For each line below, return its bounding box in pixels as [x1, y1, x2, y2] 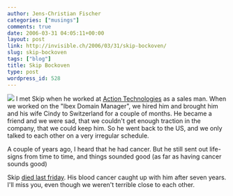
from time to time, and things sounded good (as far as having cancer [24, 152, 222, 161]
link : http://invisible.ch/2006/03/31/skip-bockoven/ [7, 42, 167, 49]
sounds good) [7, 160, 47, 168]
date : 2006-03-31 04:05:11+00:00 [7, 29, 105, 37]
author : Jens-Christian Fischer [7, 10, 101, 17]
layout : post [7, 36, 45, 43]
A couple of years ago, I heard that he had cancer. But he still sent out [7, 145, 208, 154]
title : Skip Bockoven [7, 62, 70, 69]
